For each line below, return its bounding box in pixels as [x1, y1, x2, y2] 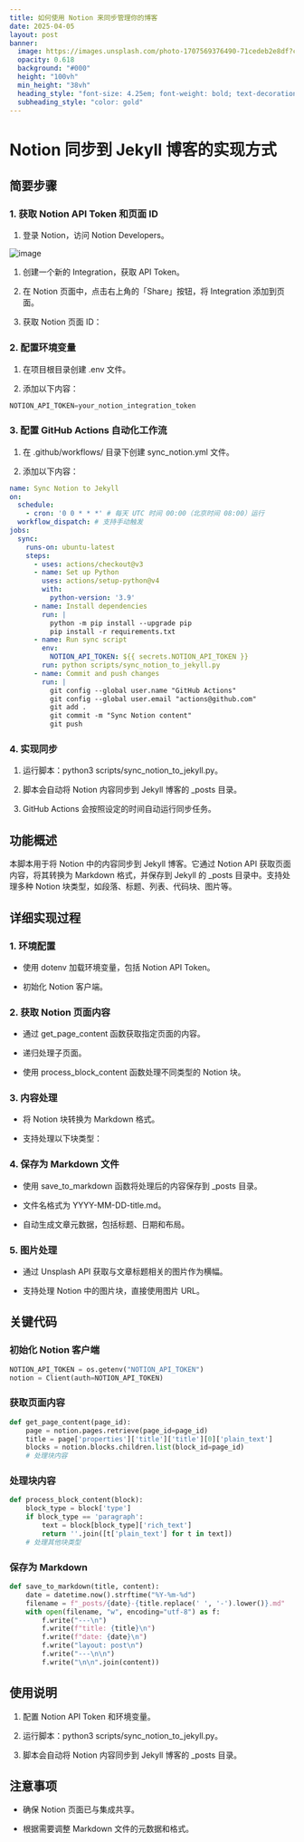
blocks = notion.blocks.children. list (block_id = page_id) [25, 1442, 245, 1452]
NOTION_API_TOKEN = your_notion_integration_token [9, 400, 196, 410]
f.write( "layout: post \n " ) [42, 1641, 144, 1650]
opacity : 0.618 [17, 55, 75, 64]
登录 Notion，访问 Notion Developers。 [22, 230, 169, 241]
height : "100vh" [17, 72, 79, 82]
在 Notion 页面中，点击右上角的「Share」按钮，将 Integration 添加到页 [22, 286, 285, 297]
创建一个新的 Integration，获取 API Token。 [22, 266, 185, 277]
